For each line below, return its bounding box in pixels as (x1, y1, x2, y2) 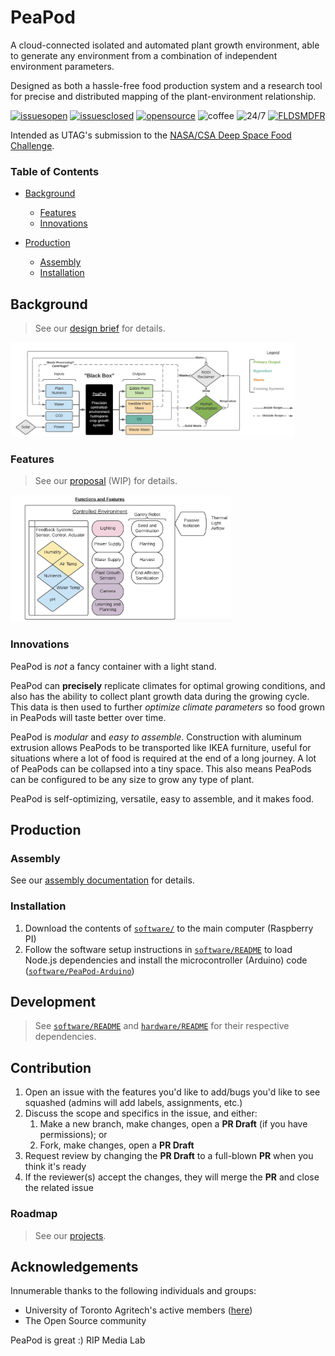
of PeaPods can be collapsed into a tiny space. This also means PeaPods (10, 762, 312, 775)
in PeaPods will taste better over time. (10, 711, 167, 723)
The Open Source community (24, 1315, 147, 1327)
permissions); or (39, 1129, 108, 1141)
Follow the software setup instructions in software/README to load (24, 943, 293, 955)
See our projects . (34, 1229, 107, 1241)
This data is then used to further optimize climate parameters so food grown (10, 701, 325, 713)
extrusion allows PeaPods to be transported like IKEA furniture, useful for (10, 741, 312, 753)
